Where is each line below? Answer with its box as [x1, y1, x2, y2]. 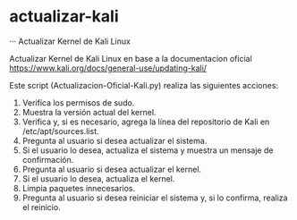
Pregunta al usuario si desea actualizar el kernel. [21, 164, 202, 174]
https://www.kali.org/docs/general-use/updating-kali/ [9, 63, 208, 73]
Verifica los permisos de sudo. [21, 97, 135, 108]
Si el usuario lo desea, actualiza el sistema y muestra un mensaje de [21, 145, 274, 156]
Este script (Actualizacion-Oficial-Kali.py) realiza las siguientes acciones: [9, 80, 279, 90]
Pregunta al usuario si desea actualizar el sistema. [21, 135, 208, 146]
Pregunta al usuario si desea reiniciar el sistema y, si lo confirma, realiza [21, 192, 288, 203]
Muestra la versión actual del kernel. [21, 106, 157, 117]
